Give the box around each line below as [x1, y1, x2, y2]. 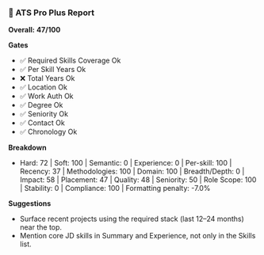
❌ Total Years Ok [19, 74, 75, 83]
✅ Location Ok [19, 82, 67, 92]
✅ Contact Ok [19, 118, 65, 127]
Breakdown [8, 143, 47, 153]
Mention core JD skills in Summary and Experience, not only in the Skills [19, 231, 256, 241]
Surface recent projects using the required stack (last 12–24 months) [19, 214, 244, 224]
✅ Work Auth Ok [19, 91, 74, 101]
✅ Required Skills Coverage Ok [19, 55, 121, 66]
